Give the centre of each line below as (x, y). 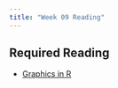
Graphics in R (47, 74)
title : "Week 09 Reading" (57, 17)
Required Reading (59, 53)
